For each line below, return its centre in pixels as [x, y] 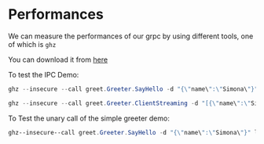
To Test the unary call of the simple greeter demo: [89, 118]
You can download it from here [58, 59]
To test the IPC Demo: [44, 74]
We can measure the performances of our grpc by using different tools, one [131, 36]
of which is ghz [32, 44]
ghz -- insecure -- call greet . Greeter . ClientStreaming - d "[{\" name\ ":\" [130, 103]
